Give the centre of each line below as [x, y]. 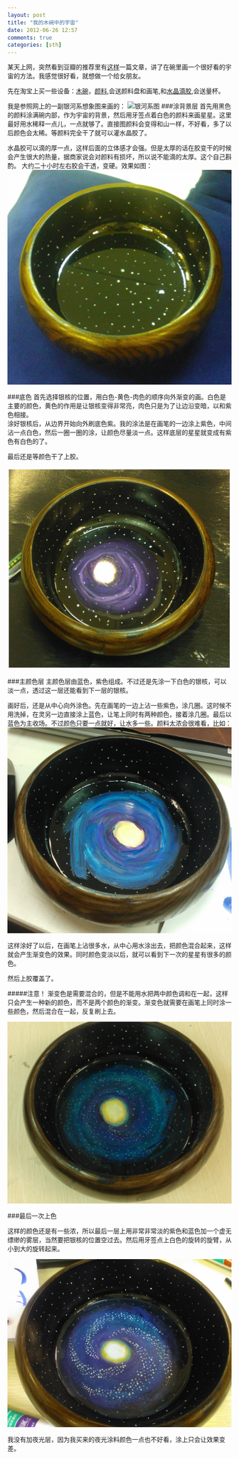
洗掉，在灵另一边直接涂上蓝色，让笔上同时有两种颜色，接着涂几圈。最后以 [122, 714]
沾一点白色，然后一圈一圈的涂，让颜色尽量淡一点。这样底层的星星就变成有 [116, 432]
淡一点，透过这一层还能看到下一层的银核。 [70, 691]
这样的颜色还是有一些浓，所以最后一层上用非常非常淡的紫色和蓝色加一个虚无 [119, 1231]
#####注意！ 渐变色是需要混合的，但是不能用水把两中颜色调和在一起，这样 [118, 994]
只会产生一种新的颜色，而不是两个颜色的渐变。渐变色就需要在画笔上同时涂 [116, 1002]
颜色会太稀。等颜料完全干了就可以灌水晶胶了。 [82, 133]
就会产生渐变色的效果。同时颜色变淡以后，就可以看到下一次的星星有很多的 [116, 955]
